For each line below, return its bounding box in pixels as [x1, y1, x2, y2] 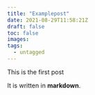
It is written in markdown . [7, 81, 81, 89]
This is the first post [7, 67, 64, 76]
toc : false [7, 29, 39, 37]
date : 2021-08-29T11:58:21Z [7, 17, 89, 24]
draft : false [7, 23, 45, 30]
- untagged [13, 49, 45, 56]
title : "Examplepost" [7, 10, 70, 17]
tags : [7, 42, 23, 49]
